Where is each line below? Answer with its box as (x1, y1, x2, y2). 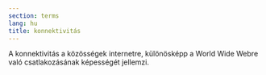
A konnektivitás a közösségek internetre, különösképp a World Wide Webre (8, 49, 259, 59)
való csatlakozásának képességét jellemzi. (8, 57, 150, 67)
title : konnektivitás (8, 27, 81, 35)
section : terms (8, 11, 60, 20)
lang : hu (8, 19, 38, 27)
